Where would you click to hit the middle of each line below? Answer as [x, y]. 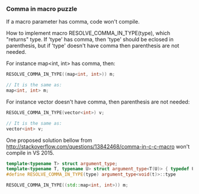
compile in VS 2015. [30, 153]
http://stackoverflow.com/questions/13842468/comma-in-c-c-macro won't [98, 146]
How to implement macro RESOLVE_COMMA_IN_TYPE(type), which [88, 33]
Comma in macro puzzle [42, 9]
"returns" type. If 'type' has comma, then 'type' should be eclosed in [90, 40]
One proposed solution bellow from [49, 140]
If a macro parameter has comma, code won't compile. [73, 22]
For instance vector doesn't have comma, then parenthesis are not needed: [98, 102]
